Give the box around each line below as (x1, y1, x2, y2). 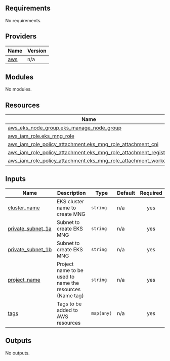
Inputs (5, 174, 26, 183)
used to (56, 273, 75, 280)
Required (140, 190, 162, 197)
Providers (5, 32, 37, 41)
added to (56, 307, 78, 314)
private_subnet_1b (8, 246, 52, 253)
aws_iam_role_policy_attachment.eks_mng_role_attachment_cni (8, 141, 159, 148)
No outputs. (5, 350, 30, 356)
